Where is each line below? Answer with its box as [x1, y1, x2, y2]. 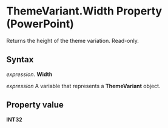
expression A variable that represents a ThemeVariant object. [6, 82, 161, 89]
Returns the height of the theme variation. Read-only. [6, 37, 139, 44]
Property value [6, 100, 64, 110]
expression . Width [6, 71, 53, 78]
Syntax [6, 54, 34, 65]
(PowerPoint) [6, 17, 75, 31]
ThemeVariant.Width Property [6, 4, 163, 18]
